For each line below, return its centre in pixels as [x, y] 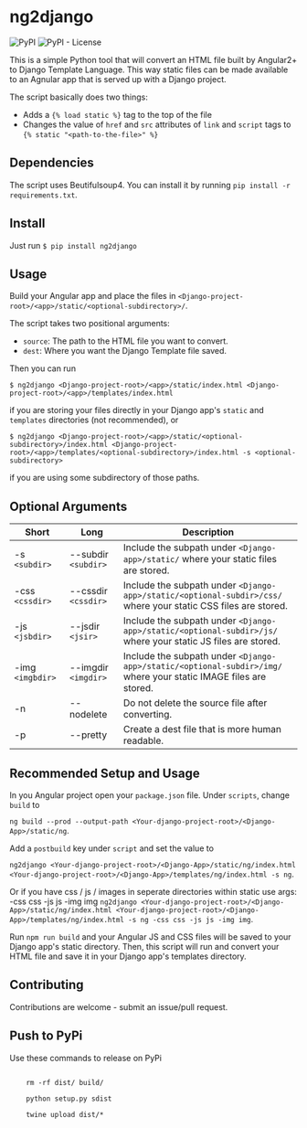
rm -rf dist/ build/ [65, 1082]
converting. [148, 715]
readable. [143, 740]
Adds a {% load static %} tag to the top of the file [117, 114]
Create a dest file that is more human [202, 729]
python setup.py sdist [69, 1099]
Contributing [47, 985]
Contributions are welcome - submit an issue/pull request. [119, 1006]
